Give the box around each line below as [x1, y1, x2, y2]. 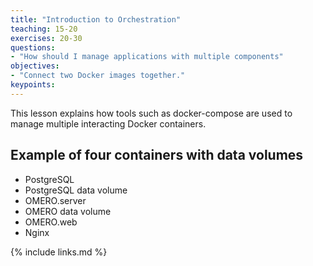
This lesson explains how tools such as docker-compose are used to [10, 107, 293, 119]
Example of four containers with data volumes [10, 147, 304, 164]
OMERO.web [24, 216, 78, 228]
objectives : [10, 61, 60, 71]
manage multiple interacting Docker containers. [10, 117, 207, 130]
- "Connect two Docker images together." [10, 71, 186, 81]
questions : [10, 42, 56, 53]
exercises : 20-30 [10, 33, 83, 43]
